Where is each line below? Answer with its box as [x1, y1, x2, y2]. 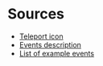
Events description [19, 39, 82, 49]
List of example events [19, 48, 94, 58]
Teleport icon [19, 31, 64, 41]
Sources [7, 5, 65, 23]
